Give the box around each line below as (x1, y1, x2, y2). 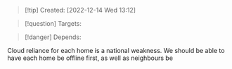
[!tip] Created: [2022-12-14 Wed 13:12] (24, 6, 136, 14)
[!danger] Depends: (24, 33, 82, 41)
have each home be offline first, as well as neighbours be (7, 54, 174, 62)
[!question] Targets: (24, 20, 82, 27)
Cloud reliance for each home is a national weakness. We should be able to (7, 47, 225, 54)
